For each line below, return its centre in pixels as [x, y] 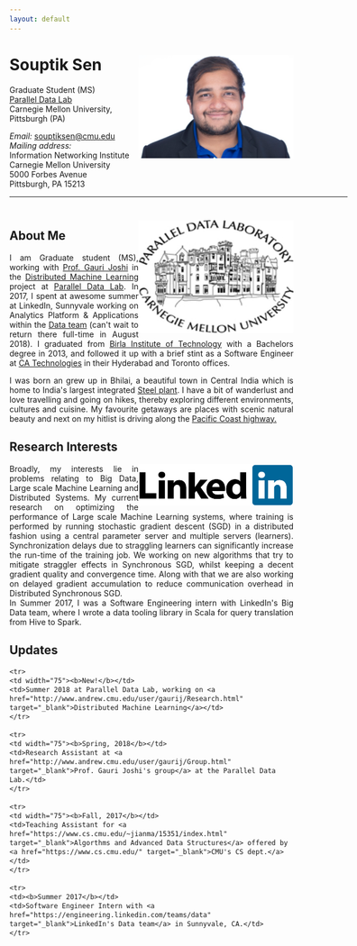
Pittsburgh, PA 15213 [47, 184]
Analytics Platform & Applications [74, 314]
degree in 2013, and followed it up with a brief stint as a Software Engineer [151, 353]
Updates [34, 650]
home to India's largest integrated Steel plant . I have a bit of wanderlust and [151, 390]
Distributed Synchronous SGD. [66, 593]
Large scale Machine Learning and [74, 487]
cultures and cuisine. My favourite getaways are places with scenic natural [151, 409]
